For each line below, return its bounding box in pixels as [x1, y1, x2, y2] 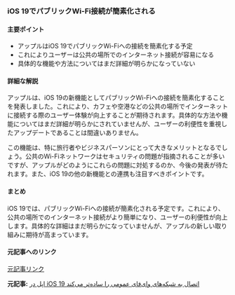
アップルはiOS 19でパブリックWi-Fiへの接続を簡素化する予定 [17, 42, 193, 50]
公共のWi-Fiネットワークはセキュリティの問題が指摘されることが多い [25, 152, 225, 160]
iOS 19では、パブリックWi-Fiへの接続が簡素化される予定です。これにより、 [7, 204, 224, 212]
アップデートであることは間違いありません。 [13, 128, 142, 137]
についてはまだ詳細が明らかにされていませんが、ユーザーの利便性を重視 [13, 120, 222, 128]
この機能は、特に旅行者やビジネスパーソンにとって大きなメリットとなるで [7, 144, 222, 152]
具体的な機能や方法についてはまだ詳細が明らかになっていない [17, 60, 196, 68]
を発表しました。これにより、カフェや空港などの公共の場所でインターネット [7, 102, 229, 111]
